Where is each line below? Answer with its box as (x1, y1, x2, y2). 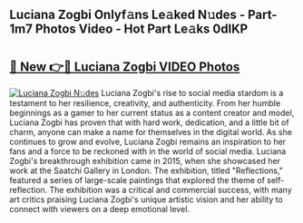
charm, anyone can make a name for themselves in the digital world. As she (9, 127, 293, 137)
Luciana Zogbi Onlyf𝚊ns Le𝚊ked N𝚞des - (9, 7, 246, 23)
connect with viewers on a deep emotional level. (9, 204, 191, 214)
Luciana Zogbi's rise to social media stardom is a (101, 88, 284, 98)
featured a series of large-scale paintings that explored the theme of (9, 175, 266, 185)
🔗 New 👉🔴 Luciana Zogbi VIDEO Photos (9, 59, 240, 74)
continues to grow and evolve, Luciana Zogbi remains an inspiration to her (9, 136, 287, 147)
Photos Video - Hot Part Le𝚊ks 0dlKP (34, 22, 249, 37)
